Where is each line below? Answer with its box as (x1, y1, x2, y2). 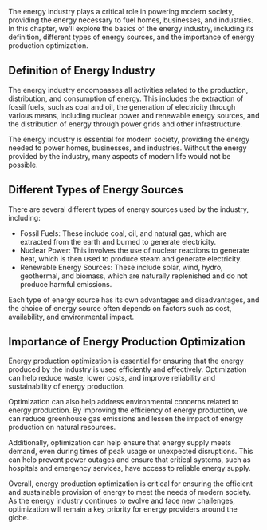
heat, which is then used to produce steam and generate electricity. (19, 253, 242, 263)
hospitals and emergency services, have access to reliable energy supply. (8, 464, 251, 473)
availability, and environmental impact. (8, 312, 134, 321)
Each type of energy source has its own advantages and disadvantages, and (8, 295, 260, 305)
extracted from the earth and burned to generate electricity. (19, 237, 217, 246)
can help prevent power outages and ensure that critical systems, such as (8, 455, 251, 464)
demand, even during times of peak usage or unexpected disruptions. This (8, 447, 253, 456)
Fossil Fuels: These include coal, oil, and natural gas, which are (19, 228, 227, 238)
